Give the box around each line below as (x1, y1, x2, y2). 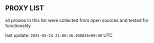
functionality (5, 22, 31, 28)
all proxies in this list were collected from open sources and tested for (5, 17, 149, 23)
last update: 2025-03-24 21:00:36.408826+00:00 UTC (5, 32, 113, 38)
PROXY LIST (5, 4, 44, 12)
